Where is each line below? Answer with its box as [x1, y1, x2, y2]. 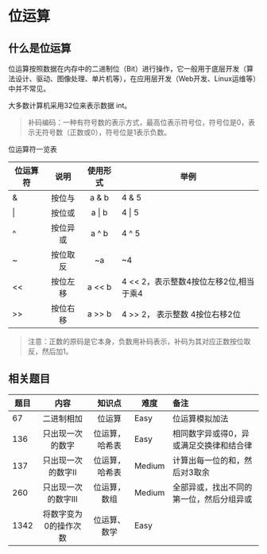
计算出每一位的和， [172, 455, 245, 466]
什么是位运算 [8, 41, 72, 55]
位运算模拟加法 [172, 413, 229, 424]
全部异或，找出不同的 [172, 482, 253, 493]
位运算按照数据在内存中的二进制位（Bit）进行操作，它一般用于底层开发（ [8, 64, 247, 73]
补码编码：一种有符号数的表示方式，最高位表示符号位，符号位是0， [27, 118, 249, 127]
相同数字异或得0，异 [172, 428, 250, 439]
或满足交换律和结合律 [172, 440, 253, 451]
